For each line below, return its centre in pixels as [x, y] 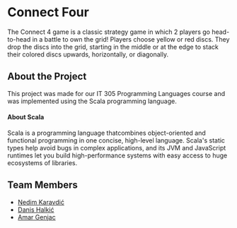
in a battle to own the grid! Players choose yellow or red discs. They [131, 39]
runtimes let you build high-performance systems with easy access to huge [117, 155]
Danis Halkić [36, 210]
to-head [19, 39]
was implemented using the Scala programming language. [92, 101]
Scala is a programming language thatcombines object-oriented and [107, 133]
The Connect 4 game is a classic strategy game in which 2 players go [109, 32]
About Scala [26, 117]
